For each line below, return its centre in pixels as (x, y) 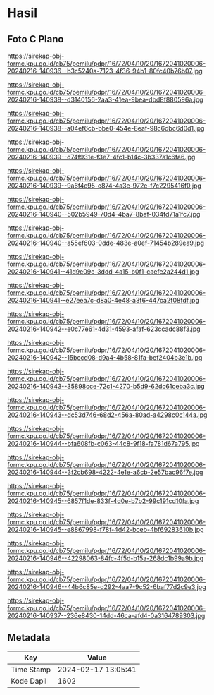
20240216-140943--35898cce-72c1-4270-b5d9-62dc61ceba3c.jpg (106, 386)
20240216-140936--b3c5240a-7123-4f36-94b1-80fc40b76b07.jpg (105, 71)
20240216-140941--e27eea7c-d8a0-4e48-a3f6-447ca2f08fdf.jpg (103, 300)
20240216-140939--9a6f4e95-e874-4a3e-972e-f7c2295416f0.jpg (105, 186)
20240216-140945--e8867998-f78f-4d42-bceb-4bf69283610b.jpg (106, 530)
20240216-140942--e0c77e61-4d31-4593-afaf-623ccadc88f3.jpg (104, 329)
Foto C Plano (36, 39)
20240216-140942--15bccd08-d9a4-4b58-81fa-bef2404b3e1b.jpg (105, 357)
